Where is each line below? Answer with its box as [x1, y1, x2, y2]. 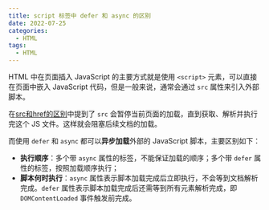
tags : [8, 42, 26, 50]
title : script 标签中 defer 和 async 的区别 [8, 11, 151, 20]
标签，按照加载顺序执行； [34, 164, 119, 172]
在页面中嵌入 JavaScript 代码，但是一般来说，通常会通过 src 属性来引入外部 [8, 82, 259, 91]
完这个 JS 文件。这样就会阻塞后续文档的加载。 [8, 119, 162, 128]
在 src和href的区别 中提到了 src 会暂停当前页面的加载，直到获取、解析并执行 [8, 109, 259, 119]
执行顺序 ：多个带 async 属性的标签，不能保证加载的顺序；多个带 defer [19, 153, 253, 163]
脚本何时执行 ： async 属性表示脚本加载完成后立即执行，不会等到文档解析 [19, 173, 259, 183]
